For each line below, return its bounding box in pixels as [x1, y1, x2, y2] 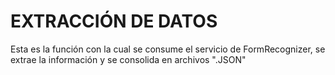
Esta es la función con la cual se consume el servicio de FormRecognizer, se [10, 43, 326, 55]
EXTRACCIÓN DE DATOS [10, 10, 218, 33]
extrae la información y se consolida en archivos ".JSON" [10, 53, 247, 65]
